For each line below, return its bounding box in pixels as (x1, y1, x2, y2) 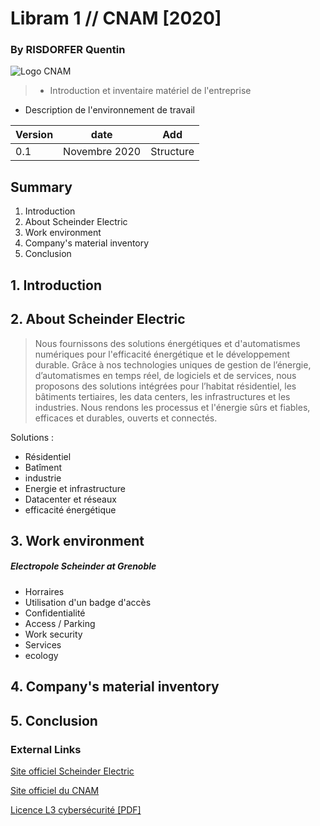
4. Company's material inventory (10, 678, 220, 696)
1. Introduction (10, 277, 102, 294)
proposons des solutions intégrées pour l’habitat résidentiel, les (34, 380, 297, 392)
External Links (10, 742, 82, 756)
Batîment (24, 461, 63, 473)
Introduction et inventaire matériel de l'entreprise (49, 85, 252, 97)
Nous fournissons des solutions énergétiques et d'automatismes (34, 337, 301, 349)
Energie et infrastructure (24, 482, 126, 494)
